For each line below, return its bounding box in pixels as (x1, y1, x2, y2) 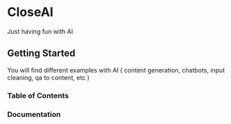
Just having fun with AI (7, 27, 73, 36)
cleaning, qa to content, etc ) (7, 73, 90, 82)
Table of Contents (7, 91, 70, 100)
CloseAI (7, 4, 54, 20)
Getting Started (7, 47, 76, 59)
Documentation (7, 109, 61, 119)
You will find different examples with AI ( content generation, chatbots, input (7, 65, 225, 74)
